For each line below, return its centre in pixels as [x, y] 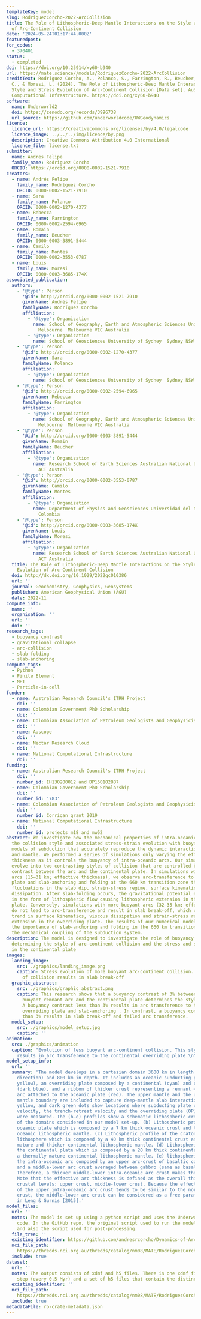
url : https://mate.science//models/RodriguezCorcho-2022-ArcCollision [96, 73]
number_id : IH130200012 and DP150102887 [68, 782]
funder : [16, 693]
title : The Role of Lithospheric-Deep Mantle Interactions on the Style [99, 23]
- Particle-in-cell [36, 687]
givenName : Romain [45, 442]
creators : [19, 174]
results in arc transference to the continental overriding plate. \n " [107, 1055]
